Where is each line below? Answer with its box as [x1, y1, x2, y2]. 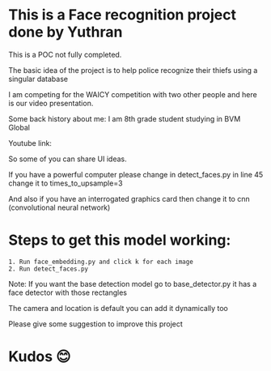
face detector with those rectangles [8, 288, 128, 297]
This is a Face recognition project [8, 6, 237, 24]
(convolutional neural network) [8, 203, 111, 212]
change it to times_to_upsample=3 [8, 178, 123, 188]
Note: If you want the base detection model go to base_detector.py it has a [8, 279, 257, 288]
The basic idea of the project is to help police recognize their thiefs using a [8, 65, 258, 75]
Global [8, 122, 31, 132]
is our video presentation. [8, 98, 94, 108]
